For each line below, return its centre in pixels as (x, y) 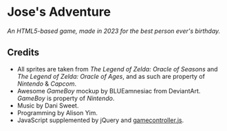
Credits (23, 52)
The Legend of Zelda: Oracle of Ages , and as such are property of (111, 76)
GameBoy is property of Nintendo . (66, 98)
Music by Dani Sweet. (48, 105)
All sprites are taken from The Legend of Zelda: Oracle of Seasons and (117, 69)
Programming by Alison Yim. (57, 112)
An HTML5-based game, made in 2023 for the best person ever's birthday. (114, 31)
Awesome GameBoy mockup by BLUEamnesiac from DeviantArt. (109, 91)
